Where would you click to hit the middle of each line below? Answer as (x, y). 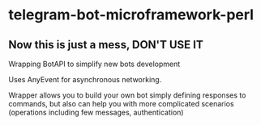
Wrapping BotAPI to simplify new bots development (94, 64)
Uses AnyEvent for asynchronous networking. (85, 79)
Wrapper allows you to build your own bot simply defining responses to (127, 95)
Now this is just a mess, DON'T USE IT (106, 45)
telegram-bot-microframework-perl (131, 15)
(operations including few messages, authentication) (96, 112)
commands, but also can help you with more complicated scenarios (121, 104)
